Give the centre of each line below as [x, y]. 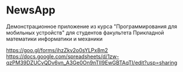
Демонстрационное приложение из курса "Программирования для [92, 26]
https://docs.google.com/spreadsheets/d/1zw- [63, 56]
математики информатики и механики [54, 39]
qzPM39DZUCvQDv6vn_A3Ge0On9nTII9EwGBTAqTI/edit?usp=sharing [92, 63]
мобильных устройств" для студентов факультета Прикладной [85, 32]
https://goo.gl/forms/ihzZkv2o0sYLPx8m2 [57, 50]
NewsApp [31, 10]
